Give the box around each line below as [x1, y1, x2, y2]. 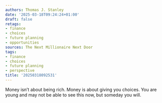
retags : [5, 21, 22, 27]
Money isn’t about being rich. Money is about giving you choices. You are [5, 86, 157, 92]
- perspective [5, 68, 35, 73]
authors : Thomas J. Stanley [5, 7, 64, 13]
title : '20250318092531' [5, 73, 57, 78]
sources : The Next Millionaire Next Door [5, 45, 93, 50]
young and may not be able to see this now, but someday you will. [5, 91, 141, 98]
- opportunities [5, 40, 39, 45]
